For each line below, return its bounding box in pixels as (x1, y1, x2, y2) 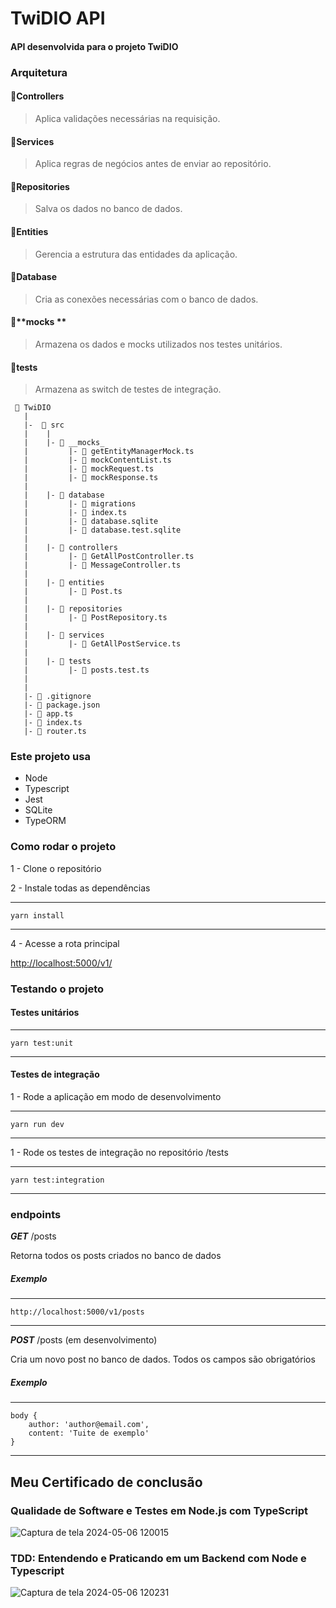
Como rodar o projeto (10, 840, 117, 854)
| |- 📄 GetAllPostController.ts (23, 552, 195, 562)
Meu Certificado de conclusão (10, 1473, 203, 1491)
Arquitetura (10, 65, 68, 79)
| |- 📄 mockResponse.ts (23, 473, 159, 483)
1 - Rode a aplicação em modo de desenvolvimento (10, 1091, 222, 1103)
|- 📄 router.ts (23, 727, 87, 737)
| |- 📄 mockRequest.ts (23, 464, 155, 474)
